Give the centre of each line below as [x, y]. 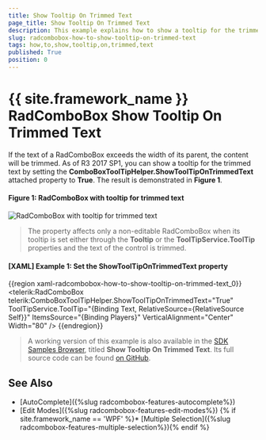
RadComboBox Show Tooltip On [115, 116]
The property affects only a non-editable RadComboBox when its [134, 231]
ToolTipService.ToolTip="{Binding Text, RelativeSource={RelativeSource [126, 309]
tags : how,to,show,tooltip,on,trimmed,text [81, 45]
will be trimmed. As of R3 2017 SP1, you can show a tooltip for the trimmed [130, 163]
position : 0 [28, 60]
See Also [30, 383]
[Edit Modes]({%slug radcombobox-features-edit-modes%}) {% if [127, 411]
